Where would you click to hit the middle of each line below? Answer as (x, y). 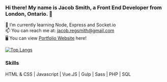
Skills (12, 63)
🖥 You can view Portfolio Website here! (46, 38)
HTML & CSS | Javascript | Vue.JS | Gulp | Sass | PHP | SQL (68, 74)
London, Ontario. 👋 (29, 14)
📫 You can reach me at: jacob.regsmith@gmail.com (60, 31)
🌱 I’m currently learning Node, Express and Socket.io (61, 25)
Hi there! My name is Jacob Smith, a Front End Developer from (83, 8)
